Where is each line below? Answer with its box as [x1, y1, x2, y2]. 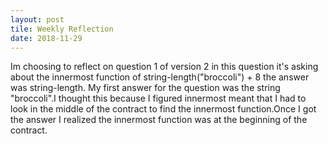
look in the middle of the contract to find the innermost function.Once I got [10, 103, 317, 115]
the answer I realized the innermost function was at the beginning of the [10, 114, 308, 126]
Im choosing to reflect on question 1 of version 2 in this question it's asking [10, 61, 319, 73]
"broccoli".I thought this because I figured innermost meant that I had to [10, 92, 307, 105]
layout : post [10, 14, 65, 25]
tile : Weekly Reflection [10, 24, 114, 34]
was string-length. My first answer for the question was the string [10, 82, 281, 94]
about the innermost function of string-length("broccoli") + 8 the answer [10, 71, 310, 83]
